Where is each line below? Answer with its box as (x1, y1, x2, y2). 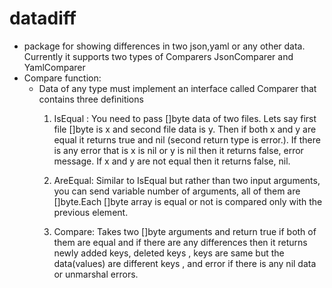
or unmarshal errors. (53, 268, 139, 280)
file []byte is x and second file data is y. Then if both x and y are (53, 123, 317, 135)
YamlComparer (23, 61, 86, 73)
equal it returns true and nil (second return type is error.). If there (53, 133, 321, 146)
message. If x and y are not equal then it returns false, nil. (53, 155, 291, 167)
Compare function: (23, 72, 102, 84)
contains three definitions (38, 93, 144, 105)
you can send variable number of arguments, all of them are (53, 185, 301, 197)
